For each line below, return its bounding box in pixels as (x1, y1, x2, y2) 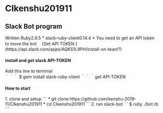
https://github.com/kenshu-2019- (70, 96, 136, 102)
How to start (5, 85, 31, 91)
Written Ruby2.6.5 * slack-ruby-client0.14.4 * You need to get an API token (5, 35, 155, 41)
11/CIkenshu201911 (5, 101, 42, 107)
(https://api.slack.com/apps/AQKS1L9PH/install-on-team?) (5, 47, 122, 52)
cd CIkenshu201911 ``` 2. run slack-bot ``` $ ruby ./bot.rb (46, 101, 159, 107)
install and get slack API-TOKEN (5, 57, 72, 63)
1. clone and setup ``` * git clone (5, 96, 69, 102)
